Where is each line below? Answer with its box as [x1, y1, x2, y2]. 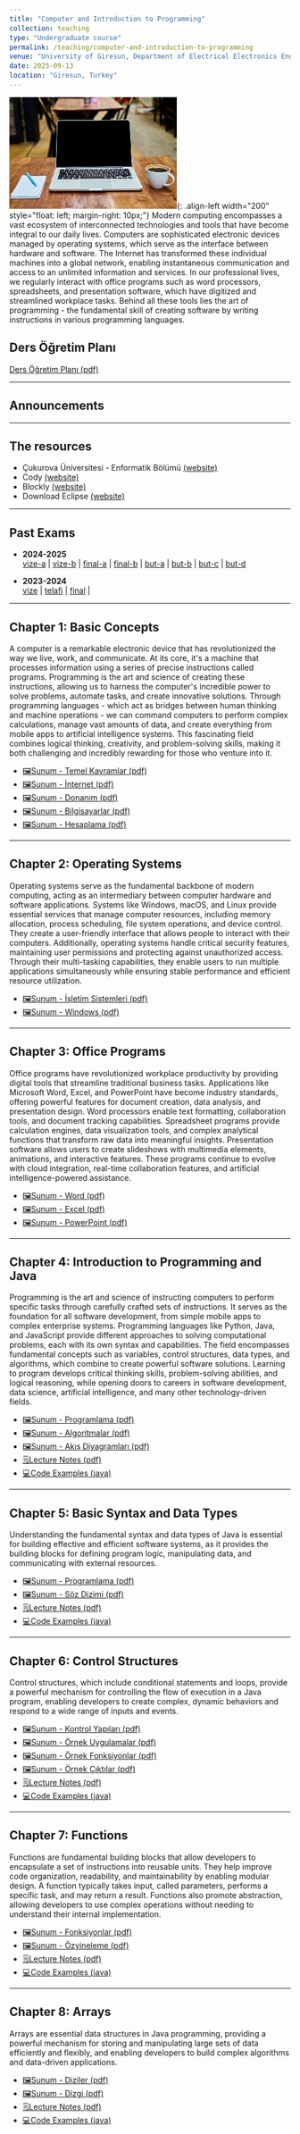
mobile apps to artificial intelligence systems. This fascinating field [9, 728, 254, 739]
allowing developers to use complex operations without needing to [9, 1899, 254, 1910]
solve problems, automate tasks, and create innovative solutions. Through [9, 690, 281, 701]
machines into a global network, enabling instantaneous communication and [9, 257, 290, 268]
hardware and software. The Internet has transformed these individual [9, 247, 268, 258]
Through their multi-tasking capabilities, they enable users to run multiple [9, 956, 279, 967]
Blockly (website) [21, 481, 87, 492]
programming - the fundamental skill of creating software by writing [9, 305, 259, 315]
